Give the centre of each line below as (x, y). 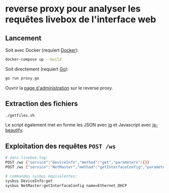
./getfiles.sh (20, 115)
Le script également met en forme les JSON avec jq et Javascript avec (78, 125)
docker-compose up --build (33, 59)
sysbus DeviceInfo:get (29, 181)
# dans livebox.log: (27, 158)
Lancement (23, 38)
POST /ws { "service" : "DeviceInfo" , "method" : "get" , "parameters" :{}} (77, 163)
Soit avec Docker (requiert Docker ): (42, 50)
